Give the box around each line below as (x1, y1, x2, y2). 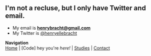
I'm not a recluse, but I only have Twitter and (5, 4, 146, 12)
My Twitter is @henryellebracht (12, 30, 77, 36)
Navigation (5, 40, 28, 46)
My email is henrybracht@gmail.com (12, 25, 91, 31)
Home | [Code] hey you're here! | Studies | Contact (5, 45, 110, 51)
